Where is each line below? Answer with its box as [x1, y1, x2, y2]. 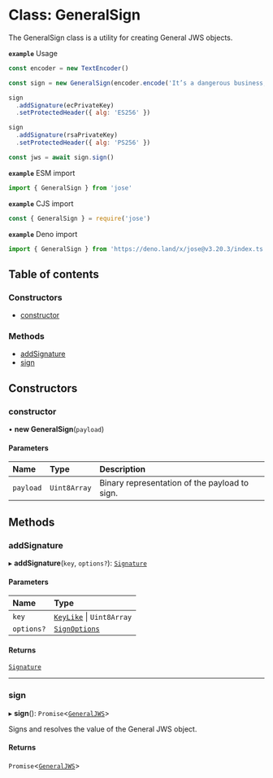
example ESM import [8, 168, 76, 178]
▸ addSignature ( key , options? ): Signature [8, 558, 148, 568]
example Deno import [8, 229, 78, 239]
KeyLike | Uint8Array [54, 611, 132, 622]
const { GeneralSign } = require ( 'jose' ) [8, 214, 151, 222]
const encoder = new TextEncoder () [8, 64, 129, 73]
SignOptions [54, 625, 100, 634]
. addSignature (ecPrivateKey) [15, 101, 115, 109]
